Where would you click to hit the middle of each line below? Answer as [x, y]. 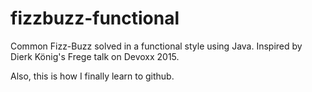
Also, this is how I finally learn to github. [92, 76]
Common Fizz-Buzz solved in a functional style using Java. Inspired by [156, 46]
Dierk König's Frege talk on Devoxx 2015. [95, 56]
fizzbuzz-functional [95, 18]
